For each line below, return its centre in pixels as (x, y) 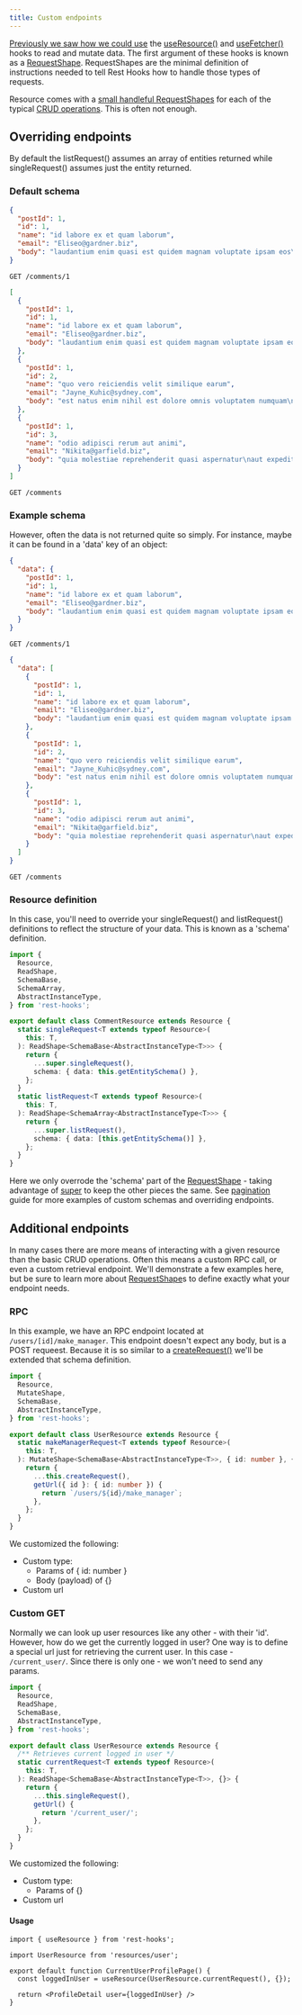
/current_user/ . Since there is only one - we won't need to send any (136, 1661)
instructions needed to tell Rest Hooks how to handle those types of (135, 72)
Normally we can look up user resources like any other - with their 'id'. (139, 1633)
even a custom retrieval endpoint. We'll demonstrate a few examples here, (147, 1270)
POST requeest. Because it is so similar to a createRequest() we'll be (136, 1351)
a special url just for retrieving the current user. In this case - (121, 1652)
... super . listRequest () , (80, 1130)
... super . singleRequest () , (84, 1063)
